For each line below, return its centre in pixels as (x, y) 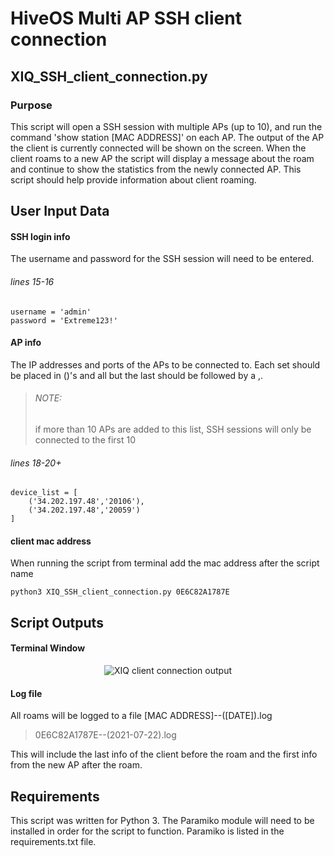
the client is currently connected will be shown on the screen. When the (158, 148)
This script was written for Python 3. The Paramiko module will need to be (162, 821)
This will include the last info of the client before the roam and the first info (164, 754)
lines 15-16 (32, 282)
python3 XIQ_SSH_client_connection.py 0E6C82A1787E (120, 592)
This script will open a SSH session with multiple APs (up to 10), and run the (166, 126)
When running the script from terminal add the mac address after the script (165, 563)
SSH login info (40, 236)
